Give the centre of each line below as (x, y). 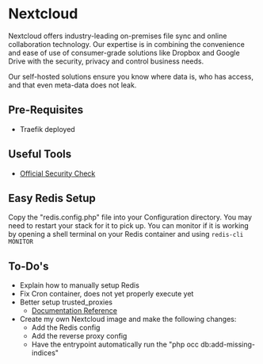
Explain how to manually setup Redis (80, 285)
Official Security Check (57, 173)
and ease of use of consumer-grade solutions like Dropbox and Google (124, 52)
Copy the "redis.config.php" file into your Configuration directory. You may (130, 217)
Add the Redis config (66, 327)
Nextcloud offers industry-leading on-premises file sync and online (118, 36)
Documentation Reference (74, 311)
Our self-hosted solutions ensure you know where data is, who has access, (131, 76)
